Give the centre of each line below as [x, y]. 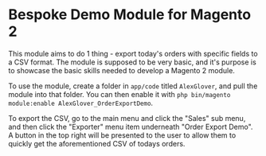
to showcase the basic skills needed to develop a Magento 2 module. [121, 70]
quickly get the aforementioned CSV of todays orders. [97, 143]
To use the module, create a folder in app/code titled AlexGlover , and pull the [133, 86]
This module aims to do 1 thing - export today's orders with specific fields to [133, 53]
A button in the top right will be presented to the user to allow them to [122, 135]
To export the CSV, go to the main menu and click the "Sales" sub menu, [127, 118]
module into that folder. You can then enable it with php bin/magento [119, 94]
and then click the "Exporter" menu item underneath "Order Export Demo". [131, 127]
